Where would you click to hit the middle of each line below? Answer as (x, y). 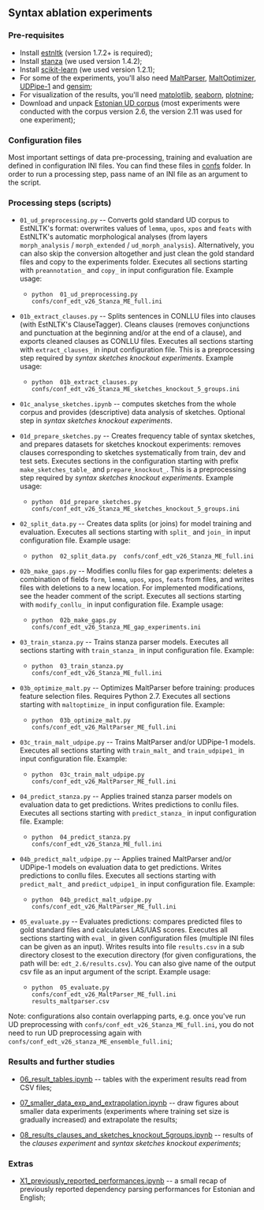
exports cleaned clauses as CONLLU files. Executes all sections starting (136, 342)
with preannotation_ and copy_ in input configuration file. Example (126, 271)
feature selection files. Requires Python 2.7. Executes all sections (125, 696)
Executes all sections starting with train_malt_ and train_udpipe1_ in (132, 751)
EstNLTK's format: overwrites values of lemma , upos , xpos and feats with (136, 229)
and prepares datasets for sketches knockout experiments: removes (130, 444)
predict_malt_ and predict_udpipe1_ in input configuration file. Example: (137, 884)
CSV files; (36, 1087)
